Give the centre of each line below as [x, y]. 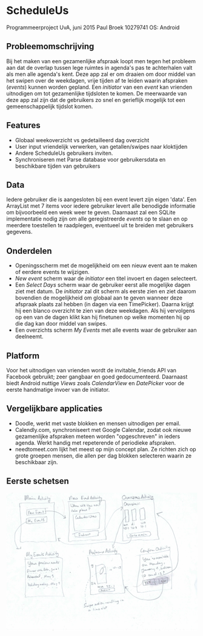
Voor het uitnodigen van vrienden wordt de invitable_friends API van [92, 370]
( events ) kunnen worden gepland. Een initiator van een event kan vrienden [99, 87]
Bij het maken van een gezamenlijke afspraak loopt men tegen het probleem [101, 61]
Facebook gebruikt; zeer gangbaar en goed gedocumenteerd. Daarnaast [97, 377]
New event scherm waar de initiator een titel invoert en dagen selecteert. [106, 279]
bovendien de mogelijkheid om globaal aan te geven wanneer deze [99, 298]
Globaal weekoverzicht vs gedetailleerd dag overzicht [82, 140]
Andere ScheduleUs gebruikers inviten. [64, 153]
